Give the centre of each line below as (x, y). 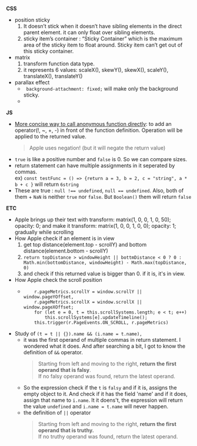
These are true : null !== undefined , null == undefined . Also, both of (99, 190)
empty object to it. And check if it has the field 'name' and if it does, (106, 394)
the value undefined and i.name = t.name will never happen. (96, 406)
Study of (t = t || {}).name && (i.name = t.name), (78, 334)
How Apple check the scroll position (58, 280)
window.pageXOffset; (49, 307)
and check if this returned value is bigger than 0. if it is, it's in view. (104, 274)
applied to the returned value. (51, 137)
